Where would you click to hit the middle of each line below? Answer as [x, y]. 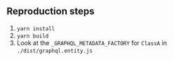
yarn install [36, 28]
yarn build [33, 36]
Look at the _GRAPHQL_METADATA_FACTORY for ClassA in [92, 43]
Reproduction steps [51, 11]
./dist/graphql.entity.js [54, 51]
